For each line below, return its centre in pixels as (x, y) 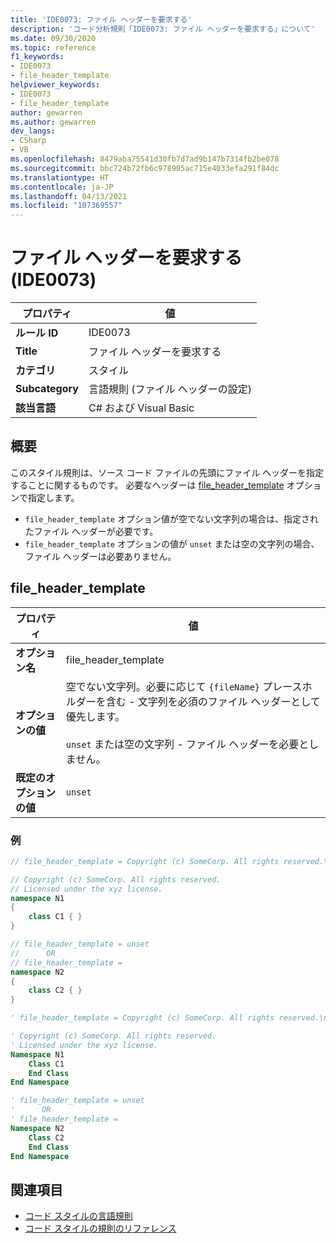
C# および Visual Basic (141, 408)
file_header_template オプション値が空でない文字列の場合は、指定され (171, 518)
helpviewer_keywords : (55, 85)
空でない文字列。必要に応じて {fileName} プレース (184, 686)
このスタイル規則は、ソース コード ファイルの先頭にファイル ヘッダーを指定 (167, 472)
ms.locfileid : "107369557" (66, 206)
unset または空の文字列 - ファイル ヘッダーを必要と (187, 744)
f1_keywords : (37, 57)
